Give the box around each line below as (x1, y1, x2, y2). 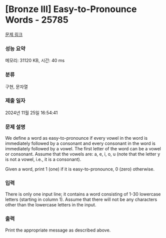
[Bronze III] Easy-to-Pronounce (5, 4, 137, 15)
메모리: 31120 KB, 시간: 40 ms (5, 58, 65, 64)
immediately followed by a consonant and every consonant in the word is (5, 140, 156, 146)
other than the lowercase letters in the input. (5, 202, 96, 208)
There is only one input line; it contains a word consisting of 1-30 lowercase (5, 191, 161, 197)
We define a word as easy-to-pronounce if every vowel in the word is (5, 135, 148, 141)
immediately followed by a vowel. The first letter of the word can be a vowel (5, 146, 161, 152)
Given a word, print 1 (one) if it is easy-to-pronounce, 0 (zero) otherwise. (5, 166, 155, 172)
